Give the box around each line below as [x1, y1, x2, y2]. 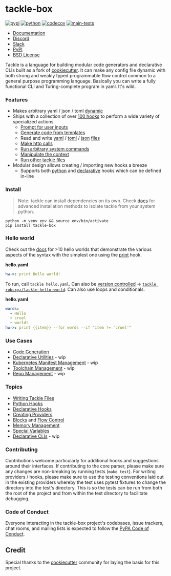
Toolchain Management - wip [12, 365, 75, 371]
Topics [5, 383, 23, 391]
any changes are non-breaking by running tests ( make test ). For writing [5, 468, 156, 474]
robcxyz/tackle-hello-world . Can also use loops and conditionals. [5, 286, 145, 292]
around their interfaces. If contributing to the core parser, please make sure [5, 463, 164, 469]
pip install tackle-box [5, 223, 56, 228]
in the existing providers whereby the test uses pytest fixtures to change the [5, 479, 166, 485]
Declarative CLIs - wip [12, 433, 60, 439]
